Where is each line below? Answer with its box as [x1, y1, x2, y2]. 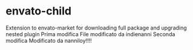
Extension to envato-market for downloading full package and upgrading [5, 24, 187, 31]
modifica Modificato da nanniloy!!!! [5, 37, 92, 44]
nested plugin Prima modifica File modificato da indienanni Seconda [5, 30, 175, 37]
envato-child [5, 4, 72, 18]
